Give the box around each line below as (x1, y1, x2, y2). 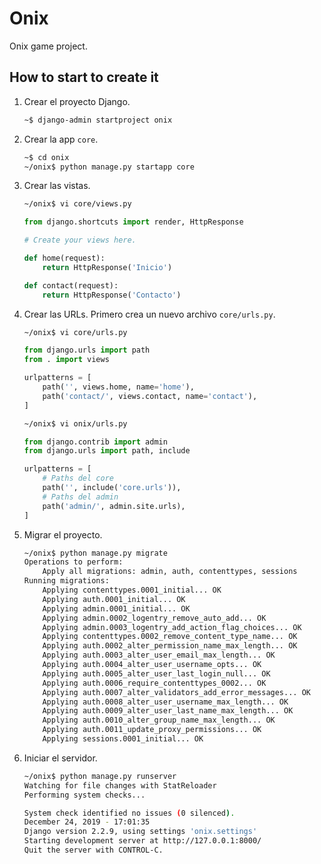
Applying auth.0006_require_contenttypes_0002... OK (42, 678, 267, 688)
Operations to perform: (23, 557, 124, 567)
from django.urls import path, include (23, 446, 191, 456)
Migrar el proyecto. (23, 528, 103, 541)
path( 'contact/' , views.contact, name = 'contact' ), (42, 391, 258, 401)
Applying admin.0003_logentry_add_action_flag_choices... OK (42, 622, 302, 632)
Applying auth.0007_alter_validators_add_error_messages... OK (42, 687, 311, 697)
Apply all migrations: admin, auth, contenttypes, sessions (42, 567, 298, 577)
